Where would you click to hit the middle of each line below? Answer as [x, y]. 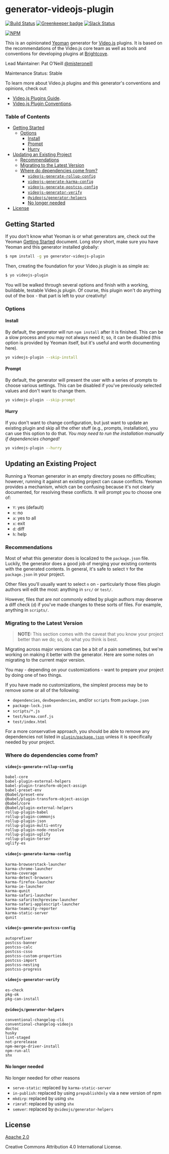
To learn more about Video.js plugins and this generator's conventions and [83, 83]
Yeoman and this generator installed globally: [52, 247]
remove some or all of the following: [42, 690]
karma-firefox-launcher [30, 882]
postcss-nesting [22, 965]
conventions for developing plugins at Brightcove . [57, 54]
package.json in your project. [35, 574]
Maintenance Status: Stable [34, 73]
